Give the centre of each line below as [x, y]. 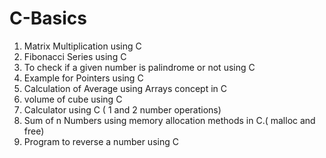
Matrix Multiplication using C [82, 46]
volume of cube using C [73, 99]
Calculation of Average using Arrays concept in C [125, 88]
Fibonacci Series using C [75, 56]
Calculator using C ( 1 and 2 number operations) [122, 109]
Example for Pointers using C [83, 78]
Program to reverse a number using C [101, 141]
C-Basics [48, 18]
